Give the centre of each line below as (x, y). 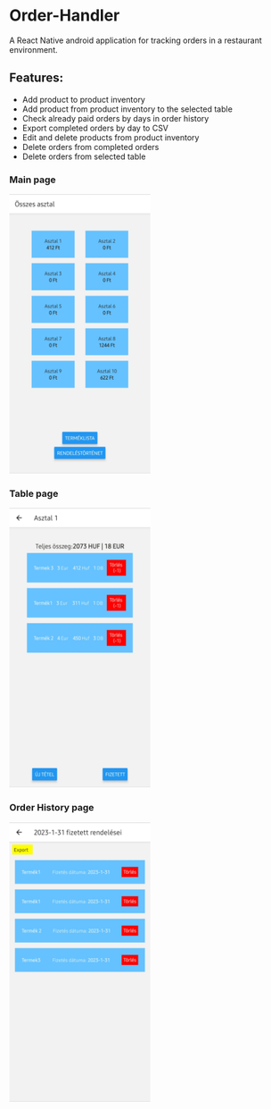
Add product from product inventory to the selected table (127, 109)
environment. (33, 49)
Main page (33, 180)
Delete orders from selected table (84, 156)
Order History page (52, 808)
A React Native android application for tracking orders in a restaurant (136, 40)
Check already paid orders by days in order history (115, 118)
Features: (37, 78)
